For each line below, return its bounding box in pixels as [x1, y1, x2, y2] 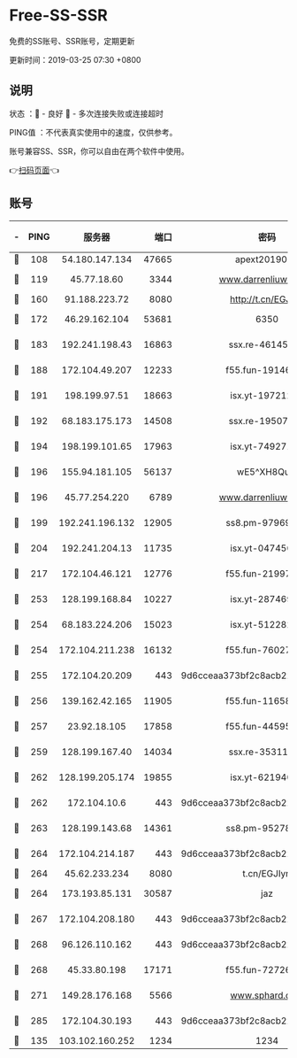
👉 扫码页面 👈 [9, 165, 60, 175]
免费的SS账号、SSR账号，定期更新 [9, 35, 135, 46]
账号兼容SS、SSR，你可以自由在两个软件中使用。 [9, 145, 189, 156]
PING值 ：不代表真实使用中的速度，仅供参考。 [9, 127, 178, 137]
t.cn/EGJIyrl [242, 867, 292, 879]
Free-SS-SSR [9, 5, 108, 26]
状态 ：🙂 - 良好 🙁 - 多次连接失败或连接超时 [9, 108, 164, 119]
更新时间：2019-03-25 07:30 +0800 [9, 54, 141, 65]
